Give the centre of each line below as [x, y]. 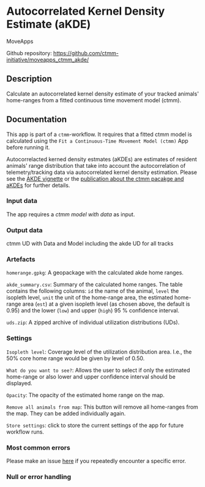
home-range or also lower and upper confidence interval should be [91, 376]
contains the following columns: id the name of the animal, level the [93, 291]
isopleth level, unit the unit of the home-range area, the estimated [90, 298]
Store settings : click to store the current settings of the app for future [95, 425]
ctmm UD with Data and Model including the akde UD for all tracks [90, 244]
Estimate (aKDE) [49, 24]
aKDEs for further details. [38, 185]
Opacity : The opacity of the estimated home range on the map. [86, 395]
